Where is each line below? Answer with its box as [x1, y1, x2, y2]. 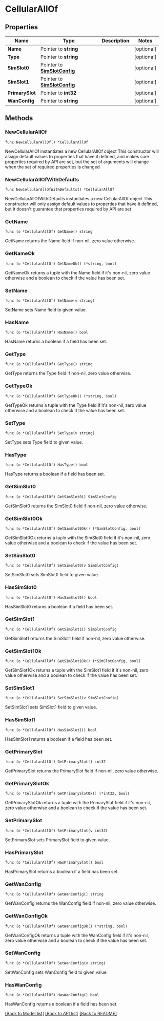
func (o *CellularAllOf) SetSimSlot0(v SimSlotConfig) [5, 563, 119, 568]
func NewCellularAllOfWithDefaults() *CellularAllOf [5, 187, 115, 192]
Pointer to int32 [41, 89, 77, 96]
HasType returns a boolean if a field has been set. [5, 471, 105, 477]
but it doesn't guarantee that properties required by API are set [5, 206, 132, 212]
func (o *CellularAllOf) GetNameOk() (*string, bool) [5, 261, 117, 266]
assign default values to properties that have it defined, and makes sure [5, 153, 149, 159]
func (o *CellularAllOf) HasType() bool [5, 462, 89, 467]
